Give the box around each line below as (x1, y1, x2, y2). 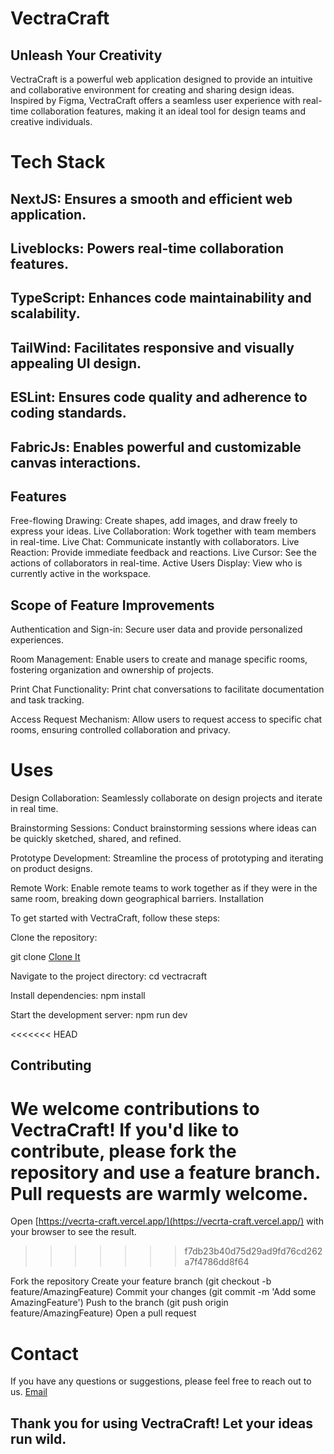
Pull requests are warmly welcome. (10, 1182, 309, 1205)
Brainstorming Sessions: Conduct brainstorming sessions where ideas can (10, 822, 317, 834)
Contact (10, 1342, 79, 1365)
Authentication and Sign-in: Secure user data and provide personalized (10, 623, 303, 636)
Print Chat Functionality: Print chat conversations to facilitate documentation (10, 683, 325, 696)
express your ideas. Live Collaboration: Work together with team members (10, 525, 317, 537)
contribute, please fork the (10, 1140, 237, 1162)
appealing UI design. (10, 355, 142, 372)
